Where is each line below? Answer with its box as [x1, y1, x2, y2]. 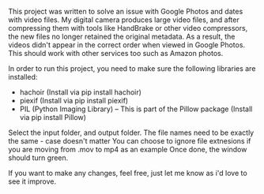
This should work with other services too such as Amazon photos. [8, 49, 224, 58]
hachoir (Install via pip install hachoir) [19, 88, 142, 97]
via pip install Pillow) [19, 113, 87, 121]
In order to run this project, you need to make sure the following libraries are [8, 64, 256, 73]
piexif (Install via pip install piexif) [19, 96, 129, 105]
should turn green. [8, 153, 69, 162]
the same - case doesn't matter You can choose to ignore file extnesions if [8, 136, 251, 145]
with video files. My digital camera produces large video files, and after [8, 15, 239, 24]
